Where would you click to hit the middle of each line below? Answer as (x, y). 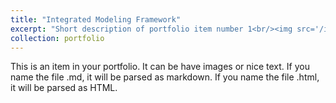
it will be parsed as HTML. (64, 88)
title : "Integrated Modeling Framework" (96, 19)
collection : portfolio (57, 38)
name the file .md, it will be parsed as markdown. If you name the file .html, (165, 77)
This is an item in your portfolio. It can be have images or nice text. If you (160, 67)
